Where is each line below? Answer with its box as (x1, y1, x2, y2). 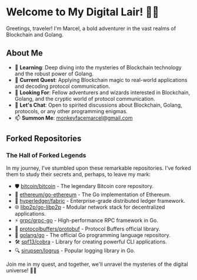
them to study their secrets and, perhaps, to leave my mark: (6, 171, 151, 178)
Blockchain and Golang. (6, 31, 64, 38)
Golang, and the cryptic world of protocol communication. (14, 95, 155, 102)
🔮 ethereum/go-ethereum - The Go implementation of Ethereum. (14, 191, 172, 198)
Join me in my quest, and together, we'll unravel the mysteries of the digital (6, 261, 188, 268)
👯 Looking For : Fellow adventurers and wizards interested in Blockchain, (14, 88, 190, 96)
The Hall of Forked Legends (6, 151, 86, 160)
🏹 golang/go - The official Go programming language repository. (14, 232, 171, 239)
